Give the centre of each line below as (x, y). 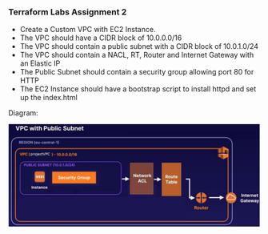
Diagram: (23, 113)
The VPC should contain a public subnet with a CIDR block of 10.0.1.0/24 (139, 46)
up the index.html (48, 98)
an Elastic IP (40, 63)
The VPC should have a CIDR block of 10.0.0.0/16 (101, 38)
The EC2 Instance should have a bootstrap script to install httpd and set (138, 89)
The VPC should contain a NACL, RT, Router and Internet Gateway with (137, 55)
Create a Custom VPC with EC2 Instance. (88, 30)
